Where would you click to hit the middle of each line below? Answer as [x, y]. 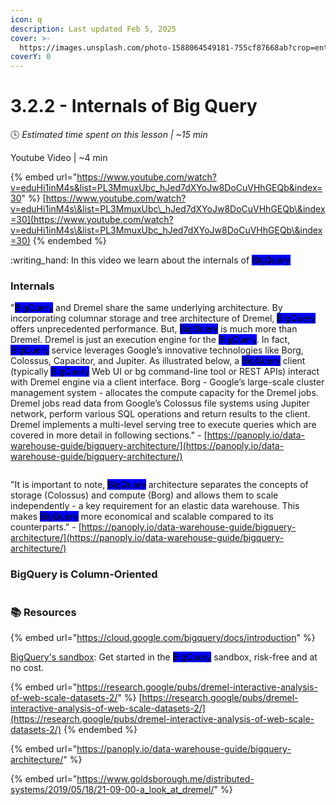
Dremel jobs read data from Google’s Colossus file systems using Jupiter [160, 403]
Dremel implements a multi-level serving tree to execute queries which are [163, 425]
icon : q [26, 19]
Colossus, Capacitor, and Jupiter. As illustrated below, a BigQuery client [158, 361]
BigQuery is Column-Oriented [84, 574]
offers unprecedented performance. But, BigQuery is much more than [154, 329]
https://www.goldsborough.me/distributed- [165, 778]
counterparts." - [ [46, 527]
